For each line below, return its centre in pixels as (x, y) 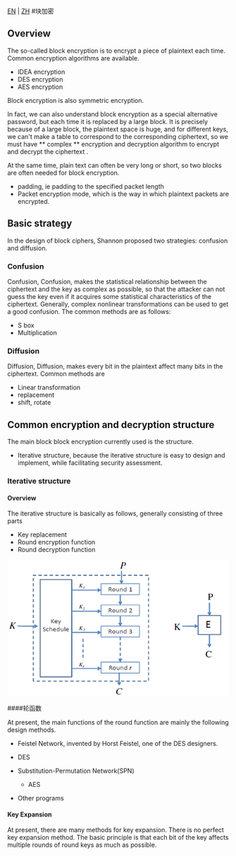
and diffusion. (27, 248)
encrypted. (33, 201)
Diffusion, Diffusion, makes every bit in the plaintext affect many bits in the (115, 367)
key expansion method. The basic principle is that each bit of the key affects (118, 838)
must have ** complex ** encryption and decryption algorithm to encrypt (113, 144)
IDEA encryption (41, 72)
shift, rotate (34, 403)
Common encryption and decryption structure (111, 425)
